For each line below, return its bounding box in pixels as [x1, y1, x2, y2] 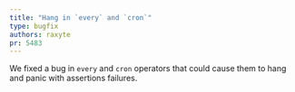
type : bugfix [9, 22, 59, 31]
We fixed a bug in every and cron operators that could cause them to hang [9, 63, 287, 74]
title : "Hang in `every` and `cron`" [9, 13, 152, 23]
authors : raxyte [9, 30, 71, 39]
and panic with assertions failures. [9, 73, 138, 84]
